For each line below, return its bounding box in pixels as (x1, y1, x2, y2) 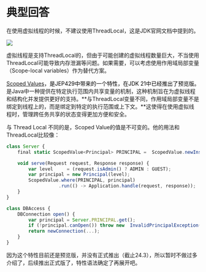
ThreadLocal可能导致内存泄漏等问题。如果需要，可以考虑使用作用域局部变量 (6, 59, 199, 66)
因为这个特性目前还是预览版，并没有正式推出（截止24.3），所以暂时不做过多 (6, 251, 198, 259)
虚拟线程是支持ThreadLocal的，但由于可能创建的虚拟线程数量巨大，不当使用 (6, 51, 199, 59)
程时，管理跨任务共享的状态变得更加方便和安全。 (6, 110, 130, 118)
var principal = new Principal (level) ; (28, 172, 131, 178)
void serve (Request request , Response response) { (17, 160, 150, 166)
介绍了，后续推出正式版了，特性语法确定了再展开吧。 (6, 259, 141, 266)
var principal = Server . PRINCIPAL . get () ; (28, 217, 136, 223)
